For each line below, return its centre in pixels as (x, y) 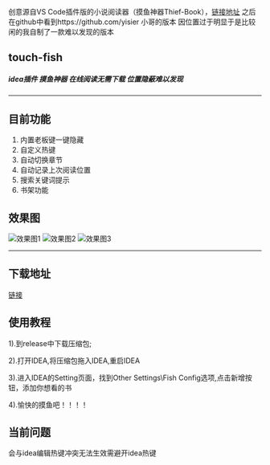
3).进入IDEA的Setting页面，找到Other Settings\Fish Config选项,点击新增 (127, 377)
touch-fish (35, 57)
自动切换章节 (41, 160)
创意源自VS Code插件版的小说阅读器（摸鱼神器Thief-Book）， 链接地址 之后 (132, 12)
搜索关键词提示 (45, 180)
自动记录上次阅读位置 (55, 170)
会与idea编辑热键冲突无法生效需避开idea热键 (82, 453)
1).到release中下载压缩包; (50, 343)
